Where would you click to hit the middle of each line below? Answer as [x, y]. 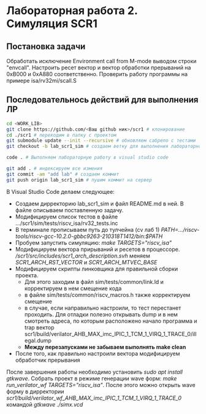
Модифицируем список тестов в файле [67, 217]
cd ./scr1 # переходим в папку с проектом [61, 135]
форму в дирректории [35, 391]
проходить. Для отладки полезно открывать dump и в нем [101, 314]
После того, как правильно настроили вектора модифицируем [97, 353]
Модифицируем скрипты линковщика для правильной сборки [97, 269]
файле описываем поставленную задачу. [69, 210]
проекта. [27, 275]
